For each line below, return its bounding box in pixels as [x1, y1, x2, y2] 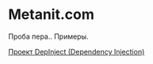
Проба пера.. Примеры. [8, 32, 89, 41]
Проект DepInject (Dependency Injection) [8, 47, 145, 56]
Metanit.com [8, 6, 95, 24]
